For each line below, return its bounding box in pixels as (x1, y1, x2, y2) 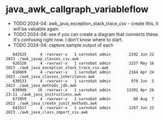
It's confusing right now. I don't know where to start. (13, 37, 123, 43)
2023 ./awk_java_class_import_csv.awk (6, 109, 88, 115)
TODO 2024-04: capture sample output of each (13, 42, 114, 48)
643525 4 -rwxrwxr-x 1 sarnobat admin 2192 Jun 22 (12, 52, 154, 57)
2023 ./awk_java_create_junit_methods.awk (6, 101, 97, 106)
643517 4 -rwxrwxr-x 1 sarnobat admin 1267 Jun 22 (12, 105, 154, 110)
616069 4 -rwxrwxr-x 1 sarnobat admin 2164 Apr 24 (12, 70, 154, 75)
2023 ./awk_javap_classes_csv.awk (6, 56, 79, 62)
